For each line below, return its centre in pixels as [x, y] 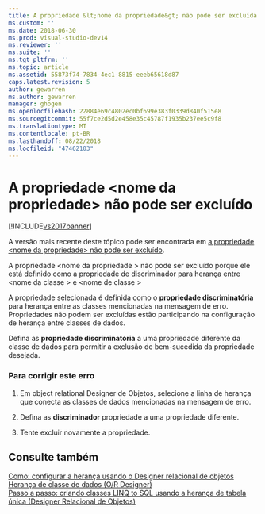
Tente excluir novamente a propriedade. [85, 432]
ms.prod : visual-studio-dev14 [58, 38]
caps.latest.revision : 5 [49, 82]
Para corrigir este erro [52, 376]
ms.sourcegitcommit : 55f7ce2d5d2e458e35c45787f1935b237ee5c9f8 [115, 119]
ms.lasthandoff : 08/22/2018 [55, 141]
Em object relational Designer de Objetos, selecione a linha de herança [135, 393]
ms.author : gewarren [42, 97]
